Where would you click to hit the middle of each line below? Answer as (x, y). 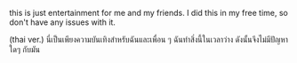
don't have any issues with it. (62, 22)
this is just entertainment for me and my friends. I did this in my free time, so (149, 13)
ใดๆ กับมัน (24, 49)
